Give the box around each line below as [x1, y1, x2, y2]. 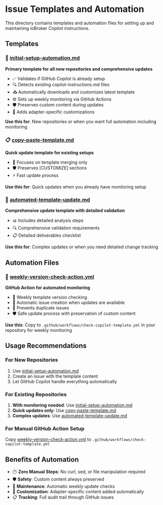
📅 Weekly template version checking [12, 294, 87, 300]
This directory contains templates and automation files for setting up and [5, 20, 154, 26]
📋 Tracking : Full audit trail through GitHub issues [12, 494, 114, 500]
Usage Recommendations [5, 342, 87, 350]
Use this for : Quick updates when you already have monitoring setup [5, 184, 147, 190]
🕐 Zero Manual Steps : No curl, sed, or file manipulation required [12, 469, 146, 475]
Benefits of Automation [5, 455, 79, 464]
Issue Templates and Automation [5, 3, 144, 15]
